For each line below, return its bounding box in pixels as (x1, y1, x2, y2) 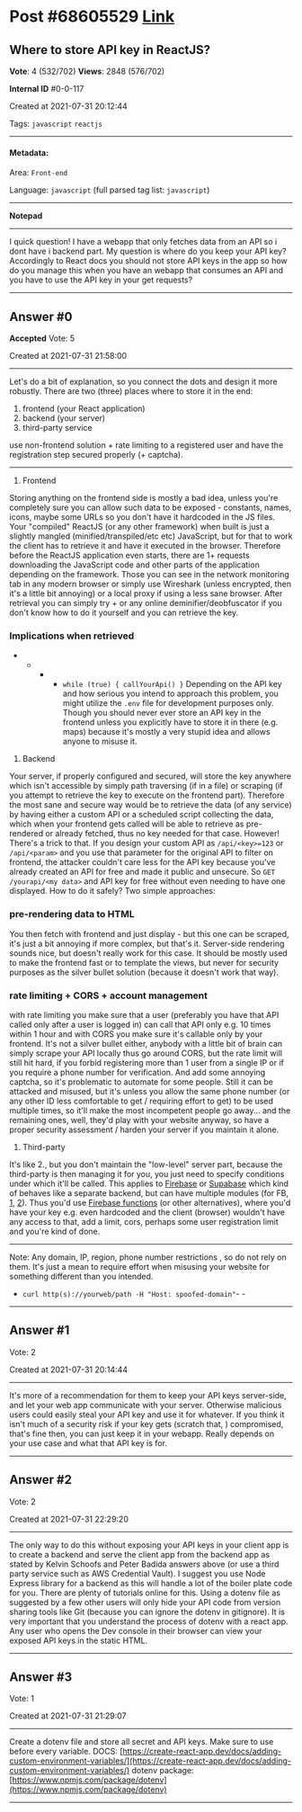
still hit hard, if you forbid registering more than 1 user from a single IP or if (9, 1057, 285, 1067)
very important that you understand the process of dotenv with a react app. (9, 1616, 289, 1627)
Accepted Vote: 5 (9, 333, 75, 344)
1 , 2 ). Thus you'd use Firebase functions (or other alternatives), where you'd (9, 1197, 291, 1208)
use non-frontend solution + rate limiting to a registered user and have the (9, 440, 284, 451)
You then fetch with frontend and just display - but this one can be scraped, (9, 928, 289, 939)
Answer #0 (9, 308, 73, 325)
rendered (9, 828, 43, 839)
